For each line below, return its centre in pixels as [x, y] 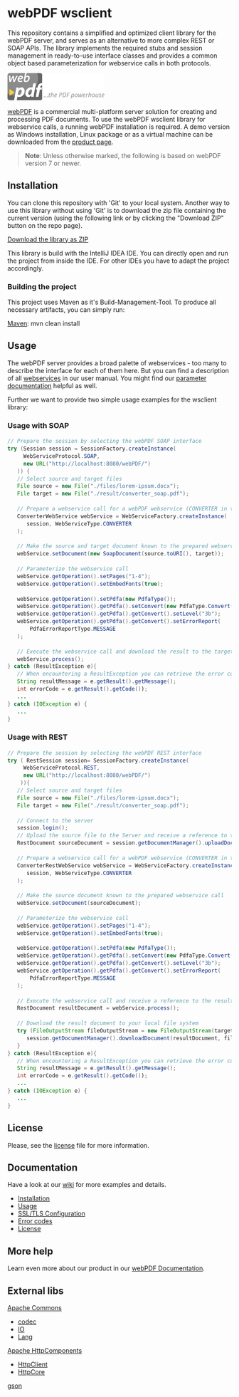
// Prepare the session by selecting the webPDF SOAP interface [105, 441]
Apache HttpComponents [45, 1350]
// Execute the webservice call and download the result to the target [125, 652]
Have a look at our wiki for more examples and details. [87, 1185]
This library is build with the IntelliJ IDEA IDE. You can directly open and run [118, 253]
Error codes [35, 1221]
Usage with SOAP [38, 425]
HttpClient [33, 1364]
